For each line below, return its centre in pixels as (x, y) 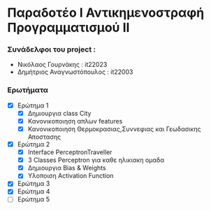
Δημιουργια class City (59, 113)
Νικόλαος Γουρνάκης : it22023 (62, 65)
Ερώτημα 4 (34, 192)
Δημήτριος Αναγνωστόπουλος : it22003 (75, 72)
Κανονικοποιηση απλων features (75, 121)
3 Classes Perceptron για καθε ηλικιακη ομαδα (96, 160)
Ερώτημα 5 (34, 200)
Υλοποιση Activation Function (71, 176)
